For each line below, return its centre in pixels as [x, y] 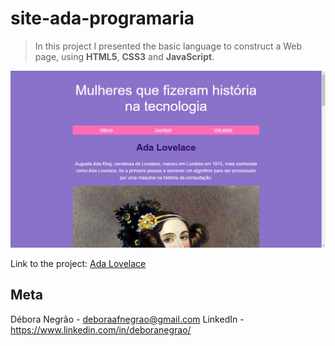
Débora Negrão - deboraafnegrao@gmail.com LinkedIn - [127, 319]
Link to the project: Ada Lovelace [78, 263]
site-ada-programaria [102, 18]
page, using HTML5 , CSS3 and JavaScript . [124, 56]
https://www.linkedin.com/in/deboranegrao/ [101, 329]
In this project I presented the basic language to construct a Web [168, 46]
